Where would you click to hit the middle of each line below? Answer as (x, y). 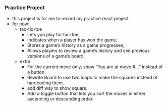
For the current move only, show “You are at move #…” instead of (95, 67)
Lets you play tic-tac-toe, (53, 35)
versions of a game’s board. (56, 56)
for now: (21, 24)
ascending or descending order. (60, 99)
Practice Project (25, 8)
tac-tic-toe (31, 29)
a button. (36, 72)
